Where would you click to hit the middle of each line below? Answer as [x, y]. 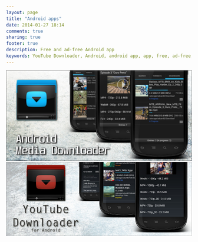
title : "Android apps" [34, 19]
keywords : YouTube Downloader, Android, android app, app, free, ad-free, [100, 56]
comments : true [25, 31]
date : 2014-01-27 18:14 [35, 25]
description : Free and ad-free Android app [60, 50]
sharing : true [24, 37]
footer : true [22, 44]
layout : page [22, 12]
